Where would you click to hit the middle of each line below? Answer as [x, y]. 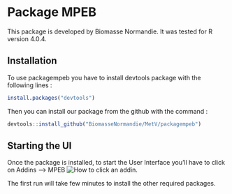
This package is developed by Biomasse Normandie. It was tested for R [110, 31]
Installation [32, 61]
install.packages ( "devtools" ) [51, 98]
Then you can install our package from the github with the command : [108, 111]
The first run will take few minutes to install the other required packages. [111, 184]
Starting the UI [39, 145]
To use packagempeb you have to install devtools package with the [104, 77]
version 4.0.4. [27, 38]
